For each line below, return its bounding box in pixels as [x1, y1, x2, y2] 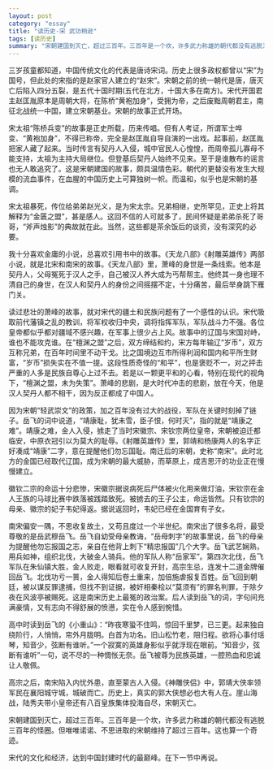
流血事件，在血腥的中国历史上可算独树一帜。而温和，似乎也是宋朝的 [22, 174, 250, 184]
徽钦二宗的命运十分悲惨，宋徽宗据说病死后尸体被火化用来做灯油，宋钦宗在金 [8, 484, 265, 494]
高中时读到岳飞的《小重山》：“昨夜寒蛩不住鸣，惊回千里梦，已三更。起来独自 [8, 620, 265, 629]
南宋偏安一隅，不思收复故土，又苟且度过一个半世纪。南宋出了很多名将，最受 [8, 521, 265, 531]
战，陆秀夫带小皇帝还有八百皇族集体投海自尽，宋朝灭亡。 [8, 698, 201, 707]
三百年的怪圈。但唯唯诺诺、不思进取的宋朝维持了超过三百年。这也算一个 [8, 725, 250, 735]
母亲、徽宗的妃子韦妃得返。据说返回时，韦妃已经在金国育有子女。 [8, 504, 229, 514]
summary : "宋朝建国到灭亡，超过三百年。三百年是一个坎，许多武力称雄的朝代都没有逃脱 [8, 42, 262, 50]
